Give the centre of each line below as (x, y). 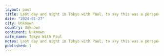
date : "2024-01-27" (25, 19)
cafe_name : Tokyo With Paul (34, 37)
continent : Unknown (25, 32)
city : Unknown (20, 23)
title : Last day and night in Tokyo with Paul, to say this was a (74, 14)
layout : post (18, 9)
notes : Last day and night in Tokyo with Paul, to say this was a (74, 41)
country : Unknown (23, 28)
